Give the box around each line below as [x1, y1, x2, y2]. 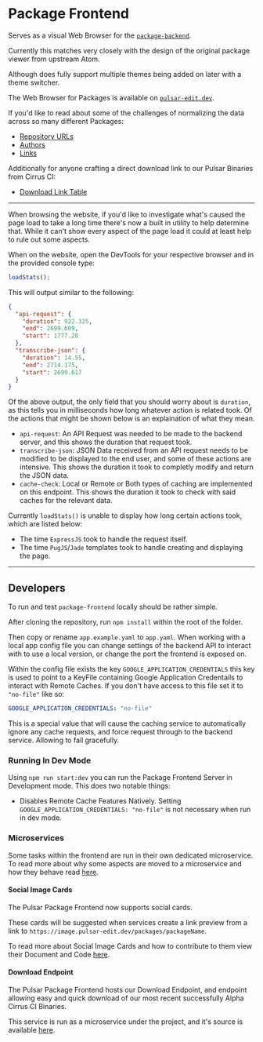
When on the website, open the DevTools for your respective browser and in [8, 250, 254, 259]
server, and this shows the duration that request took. [19, 437, 193, 447]
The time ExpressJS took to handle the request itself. [19, 534, 188, 544]
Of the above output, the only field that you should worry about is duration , [8, 397, 250, 406]
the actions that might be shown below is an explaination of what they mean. [8, 414, 255, 424]
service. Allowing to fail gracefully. [8, 735, 120, 745]
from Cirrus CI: [8, 172, 56, 181]
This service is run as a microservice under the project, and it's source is [8, 1017, 243, 1026]
